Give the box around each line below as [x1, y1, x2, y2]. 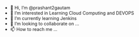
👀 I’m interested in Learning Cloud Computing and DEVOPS [10, 10, 134, 16]
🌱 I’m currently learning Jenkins [10, 15, 77, 21]
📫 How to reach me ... [10, 26, 58, 32]
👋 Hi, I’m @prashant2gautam [10, 5, 70, 10]
